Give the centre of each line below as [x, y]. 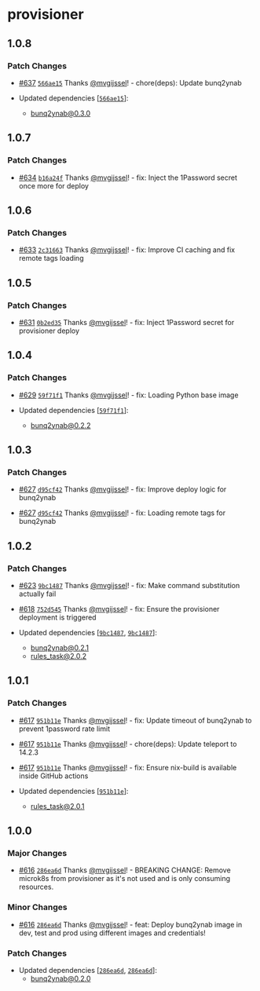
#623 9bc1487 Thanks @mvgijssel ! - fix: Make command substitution [129, 585]
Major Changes [37, 853]
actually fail [37, 594]
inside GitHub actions [53, 776]
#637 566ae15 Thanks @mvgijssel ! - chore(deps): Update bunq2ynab [130, 82]
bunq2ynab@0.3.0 [60, 113]
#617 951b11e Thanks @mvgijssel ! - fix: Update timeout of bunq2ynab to [135, 720]
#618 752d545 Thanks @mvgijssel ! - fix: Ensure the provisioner [119, 609]
